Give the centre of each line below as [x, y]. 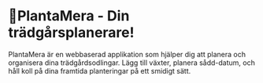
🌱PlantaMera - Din [69, 16]
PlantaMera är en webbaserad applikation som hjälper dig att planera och [127, 54]
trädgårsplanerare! [71, 32]
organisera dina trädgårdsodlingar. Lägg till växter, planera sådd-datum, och [132, 63]
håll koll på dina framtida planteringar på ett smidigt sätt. [100, 70]
